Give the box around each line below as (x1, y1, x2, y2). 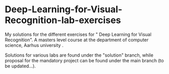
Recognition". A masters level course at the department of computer (5, 37, 149, 43)
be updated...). (5, 63, 36, 69)
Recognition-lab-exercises (5, 14, 121, 26)
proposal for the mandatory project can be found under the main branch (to (5, 57, 164, 63)
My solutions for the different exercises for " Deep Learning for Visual (5, 31, 152, 37)
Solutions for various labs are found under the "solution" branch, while (5, 52, 154, 58)
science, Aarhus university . (5, 42, 64, 48)
